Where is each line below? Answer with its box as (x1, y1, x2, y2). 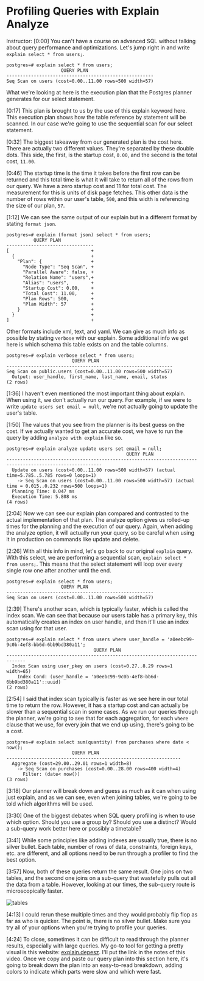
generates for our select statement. (6, 95, 95, 102)
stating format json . (6, 220, 57, 227)
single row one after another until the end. (6, 566, 111, 574)
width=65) (6, 668, 32, 674)
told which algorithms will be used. (6, 800, 94, 807)
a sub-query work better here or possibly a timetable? (6, 825, 142, 832)
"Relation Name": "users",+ (22, 274, 94, 281)
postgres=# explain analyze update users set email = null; (6, 446, 163, 452)
